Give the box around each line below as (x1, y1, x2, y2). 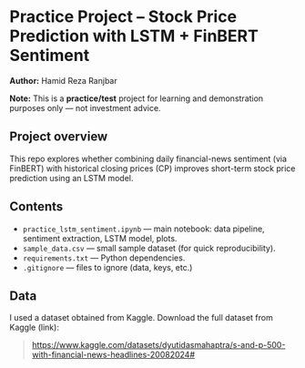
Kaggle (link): (9, 322, 59, 333)
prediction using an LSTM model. (9, 172, 134, 183)
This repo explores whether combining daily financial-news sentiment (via (9, 153, 288, 164)
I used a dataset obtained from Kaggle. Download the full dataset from (9, 312, 273, 323)
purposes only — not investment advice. (9, 102, 161, 113)
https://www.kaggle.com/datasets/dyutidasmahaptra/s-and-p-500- (31, 340, 286, 351)
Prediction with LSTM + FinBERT (9, 26, 259, 46)
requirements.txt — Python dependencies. (22, 252, 186, 263)
